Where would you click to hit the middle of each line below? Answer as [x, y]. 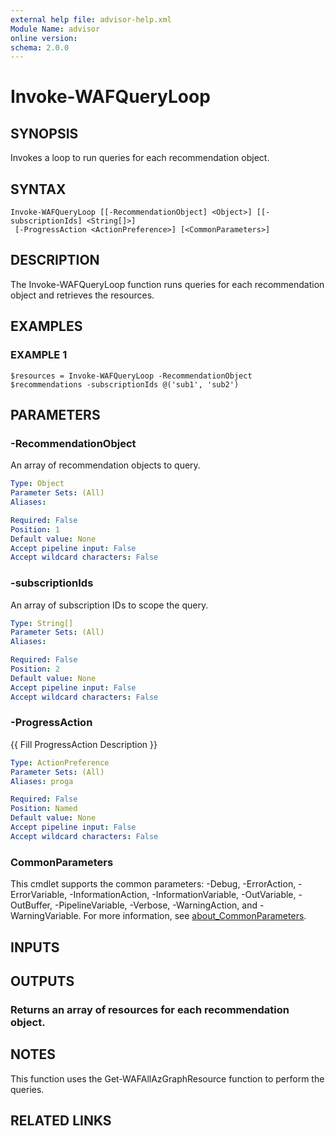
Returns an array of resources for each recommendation [150, 1009]
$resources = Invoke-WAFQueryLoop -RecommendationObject [131, 376]
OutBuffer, [31, 905]
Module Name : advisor [55, 29]
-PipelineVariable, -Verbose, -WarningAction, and [156, 905]
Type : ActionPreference [60, 762]
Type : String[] [42, 623]
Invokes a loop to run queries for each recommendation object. [140, 158]
